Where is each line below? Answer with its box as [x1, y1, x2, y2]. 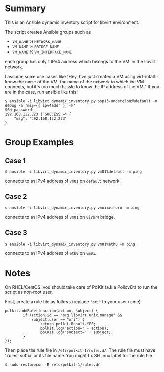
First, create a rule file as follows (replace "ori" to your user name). [5, 298, 142, 304]
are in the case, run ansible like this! [5, 89, 78, 95]
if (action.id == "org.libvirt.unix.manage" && [23, 312, 122, 318]
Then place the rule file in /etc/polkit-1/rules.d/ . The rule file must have [5, 347, 156, 353]
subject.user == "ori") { [31, 317, 85, 322]
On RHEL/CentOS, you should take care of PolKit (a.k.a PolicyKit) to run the [5, 284, 158, 289]
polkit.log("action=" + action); [40, 326, 109, 331]
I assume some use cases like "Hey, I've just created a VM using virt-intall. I [5, 73, 159, 79]
